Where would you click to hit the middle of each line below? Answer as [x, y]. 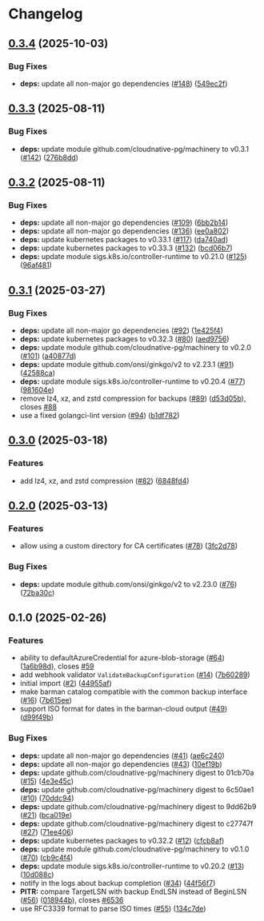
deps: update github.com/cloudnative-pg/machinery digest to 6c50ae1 [137, 789]
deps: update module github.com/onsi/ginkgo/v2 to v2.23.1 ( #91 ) [127, 364]
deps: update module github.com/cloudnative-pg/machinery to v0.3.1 [134, 149]
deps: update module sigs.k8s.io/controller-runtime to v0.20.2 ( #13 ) [132, 866]
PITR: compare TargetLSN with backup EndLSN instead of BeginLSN [133, 891]
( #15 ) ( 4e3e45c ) [47, 781]
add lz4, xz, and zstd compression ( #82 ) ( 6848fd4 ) [104, 480]
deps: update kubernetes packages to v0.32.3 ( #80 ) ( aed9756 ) [124, 339]
